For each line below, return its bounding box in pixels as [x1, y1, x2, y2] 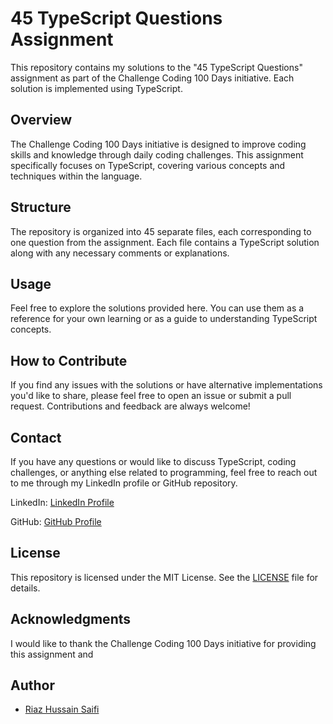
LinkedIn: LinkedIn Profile [10, 497, 115, 508]
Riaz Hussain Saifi [24, 703, 100, 716]
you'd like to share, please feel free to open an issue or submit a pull [10, 390, 292, 402]
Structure [10, 199, 72, 216]
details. [10, 582, 41, 594]
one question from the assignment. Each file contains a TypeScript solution [10, 236, 320, 248]
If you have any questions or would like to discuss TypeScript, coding [10, 456, 297, 467]
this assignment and [10, 648, 94, 660]
